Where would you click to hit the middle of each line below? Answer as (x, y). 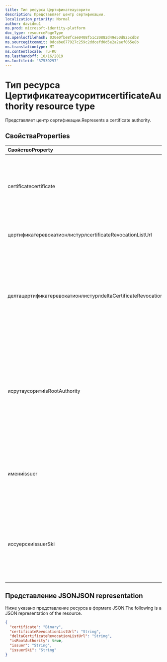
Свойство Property (31, 150)
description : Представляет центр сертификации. (55, 14)
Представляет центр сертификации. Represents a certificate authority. (78, 120)
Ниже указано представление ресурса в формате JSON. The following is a (83, 608)
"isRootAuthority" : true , (37, 641)
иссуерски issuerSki (31, 544)
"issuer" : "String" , (31, 646)
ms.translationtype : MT (30, 47)
